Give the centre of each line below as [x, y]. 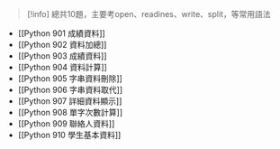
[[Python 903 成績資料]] [62, 56]
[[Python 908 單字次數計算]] [70, 112]
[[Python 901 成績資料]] [61, 33]
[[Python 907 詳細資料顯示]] [70, 101]
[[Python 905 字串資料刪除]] [70, 79]
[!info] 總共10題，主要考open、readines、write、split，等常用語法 [149, 14]
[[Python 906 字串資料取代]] [70, 90]
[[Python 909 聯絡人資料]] [66, 124]
